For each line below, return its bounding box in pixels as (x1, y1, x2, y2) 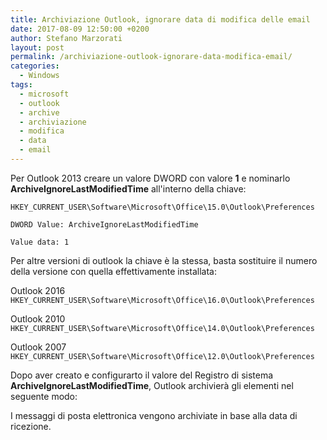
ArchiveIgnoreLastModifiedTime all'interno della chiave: (10, 182, 247, 195)
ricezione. (10, 420, 52, 432)
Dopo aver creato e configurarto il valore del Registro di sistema (10, 369, 274, 381)
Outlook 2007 (10, 341, 67, 353)
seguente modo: (10, 390, 78, 402)
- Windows (19, 71, 60, 81)
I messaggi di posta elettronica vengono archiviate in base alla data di (10, 409, 298, 421)
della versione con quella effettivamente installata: (10, 265, 218, 277)
